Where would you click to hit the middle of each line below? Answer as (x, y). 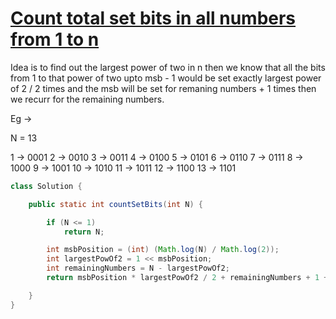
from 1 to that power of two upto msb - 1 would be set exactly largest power (166, 78)
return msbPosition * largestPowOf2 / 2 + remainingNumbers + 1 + (187, 278)
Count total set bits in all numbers (153, 18)
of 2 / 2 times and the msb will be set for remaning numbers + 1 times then (163, 88)
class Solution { (46, 186)
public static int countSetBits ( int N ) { (115, 204)
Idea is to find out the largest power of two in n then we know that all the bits (168, 67)
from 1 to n (55, 39)
